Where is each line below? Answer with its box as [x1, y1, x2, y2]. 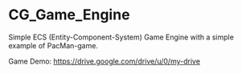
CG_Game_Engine [8, 6, 130, 24]
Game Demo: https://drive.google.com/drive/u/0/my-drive [8, 56, 201, 66]
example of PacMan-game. [8, 40, 99, 50]
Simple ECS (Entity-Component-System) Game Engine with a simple [8, 32, 235, 42]
